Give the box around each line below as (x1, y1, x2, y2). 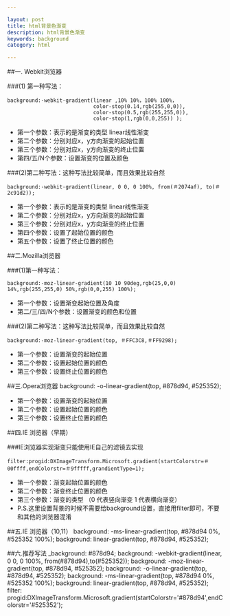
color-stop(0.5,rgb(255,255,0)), (93, 109, 189, 116)
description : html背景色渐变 (7, 29, 86, 36)
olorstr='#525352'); (7, 601, 63, 609)
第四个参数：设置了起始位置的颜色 (16, 229, 114, 237)
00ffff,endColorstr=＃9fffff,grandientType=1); (7, 465, 145, 472)
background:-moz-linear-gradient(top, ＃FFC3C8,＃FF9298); (7, 337, 178, 344)
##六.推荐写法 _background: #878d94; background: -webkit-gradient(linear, (7, 549, 222, 557)
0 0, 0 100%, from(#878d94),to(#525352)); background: (7, 557, 167, 565)
